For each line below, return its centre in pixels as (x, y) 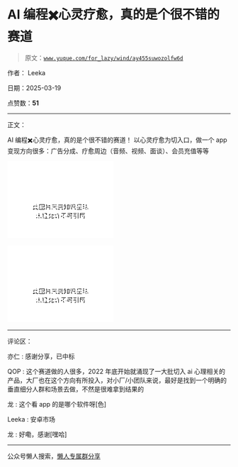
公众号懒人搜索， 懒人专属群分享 (54, 456)
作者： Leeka (27, 72)
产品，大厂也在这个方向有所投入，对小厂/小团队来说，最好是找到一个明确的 (117, 380)
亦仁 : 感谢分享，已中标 (41, 356)
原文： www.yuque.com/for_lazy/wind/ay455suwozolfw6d (104, 57)
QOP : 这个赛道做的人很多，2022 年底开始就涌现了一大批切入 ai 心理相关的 (116, 371)
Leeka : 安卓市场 (31, 419)
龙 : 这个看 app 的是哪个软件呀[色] (57, 404)
